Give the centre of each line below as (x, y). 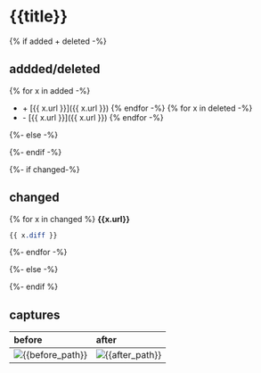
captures (35, 315)
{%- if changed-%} (45, 169)
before (28, 340)
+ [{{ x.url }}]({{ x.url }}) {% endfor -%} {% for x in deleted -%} (137, 108)
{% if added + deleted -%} (58, 41)
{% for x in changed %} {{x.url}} (70, 219)
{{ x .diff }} (33, 235)
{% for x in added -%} (50, 90)
